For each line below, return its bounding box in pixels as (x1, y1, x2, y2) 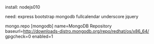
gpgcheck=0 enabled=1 (5, 34, 53, 39)
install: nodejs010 (5, 4, 40, 10)
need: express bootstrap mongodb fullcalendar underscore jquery (5, 14, 139, 19)
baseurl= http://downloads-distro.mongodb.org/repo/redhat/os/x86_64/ (5, 28, 150, 34)
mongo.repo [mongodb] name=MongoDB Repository (5, 23, 112, 29)
